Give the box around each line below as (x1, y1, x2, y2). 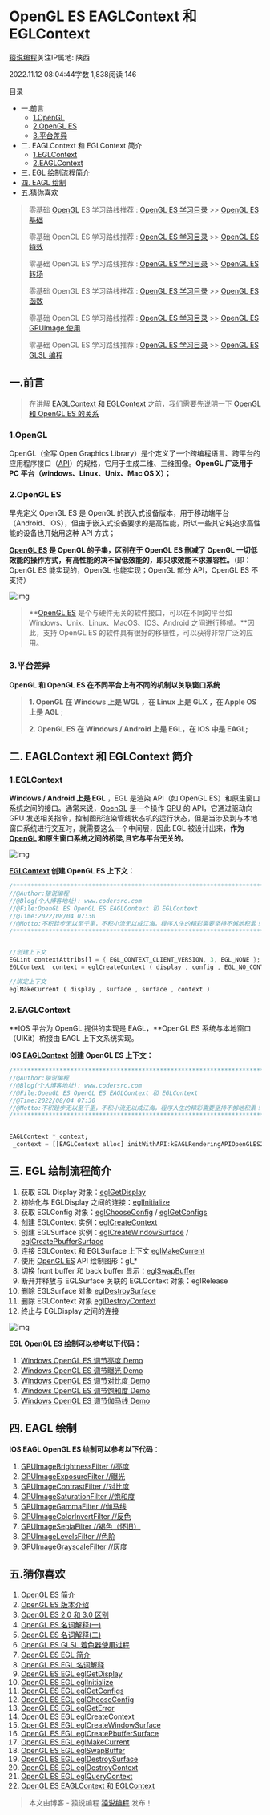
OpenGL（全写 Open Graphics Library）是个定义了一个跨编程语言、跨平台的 (9, 448, 261, 458)
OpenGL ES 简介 (20, 1590, 75, 1600)
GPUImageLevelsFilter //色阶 (20, 1531, 115, 1541)
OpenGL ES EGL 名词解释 (20, 1660, 105, 1670)
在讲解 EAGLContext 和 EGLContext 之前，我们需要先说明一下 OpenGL (28, 399, 261, 408)
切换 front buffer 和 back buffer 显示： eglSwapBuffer (20, 1266, 195, 1275)
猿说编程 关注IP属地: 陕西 (9, 52, 91, 62)
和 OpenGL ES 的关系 (28, 408, 99, 418)
